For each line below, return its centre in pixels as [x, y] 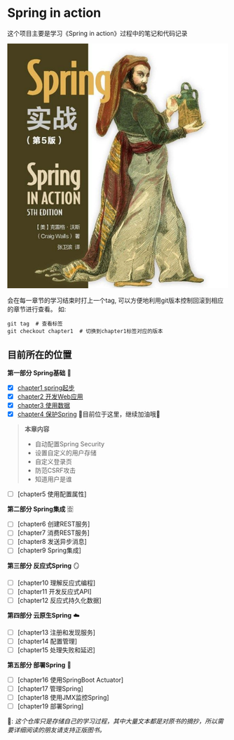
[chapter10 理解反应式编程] [56, 583]
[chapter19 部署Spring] [50, 706]
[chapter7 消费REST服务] [53, 533]
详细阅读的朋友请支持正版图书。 [59, 730]
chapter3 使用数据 [43, 405]
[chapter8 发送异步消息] [52, 542]
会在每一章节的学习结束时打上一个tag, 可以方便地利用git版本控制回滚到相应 [116, 301]
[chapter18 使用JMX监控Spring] [63, 698]
